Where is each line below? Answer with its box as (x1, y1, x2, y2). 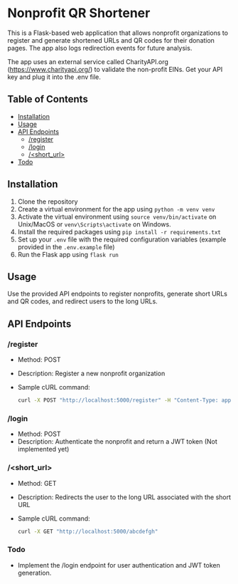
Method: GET (17, 479, 57, 487)
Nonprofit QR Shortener (7, 5, 151, 21)
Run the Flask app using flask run (17, 250, 119, 259)
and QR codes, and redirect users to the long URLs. (7, 297, 158, 306)
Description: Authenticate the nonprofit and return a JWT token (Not (17, 437, 218, 446)
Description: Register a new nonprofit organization (17, 369, 166, 378)
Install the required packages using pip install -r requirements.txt (17, 227, 222, 236)
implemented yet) (17, 445, 70, 454)
